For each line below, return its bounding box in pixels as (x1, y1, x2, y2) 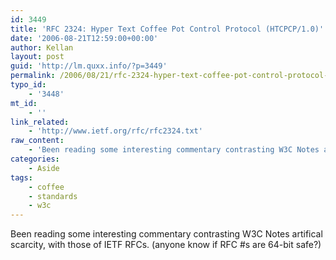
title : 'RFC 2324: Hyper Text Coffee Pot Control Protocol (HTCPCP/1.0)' (10, 24, 325, 34)
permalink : (10, 71, 56, 81)
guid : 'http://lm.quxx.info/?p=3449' (10, 61, 168, 71)
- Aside (28, 163, 60, 173)
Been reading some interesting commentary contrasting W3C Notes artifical (10, 228, 323, 240)
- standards (28, 191, 78, 201)
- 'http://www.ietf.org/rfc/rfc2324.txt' (28, 126, 203, 136)
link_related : (10, 117, 70, 127)
